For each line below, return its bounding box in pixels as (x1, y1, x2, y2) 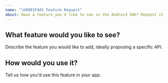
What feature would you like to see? (5, 31, 120, 39)
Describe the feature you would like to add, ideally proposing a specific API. (5, 44, 163, 50)
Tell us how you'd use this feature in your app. (5, 72, 101, 78)
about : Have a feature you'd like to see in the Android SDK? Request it (5, 12, 164, 17)
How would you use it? (5, 58, 78, 67)
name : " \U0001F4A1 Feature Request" (5, 7, 82, 13)
